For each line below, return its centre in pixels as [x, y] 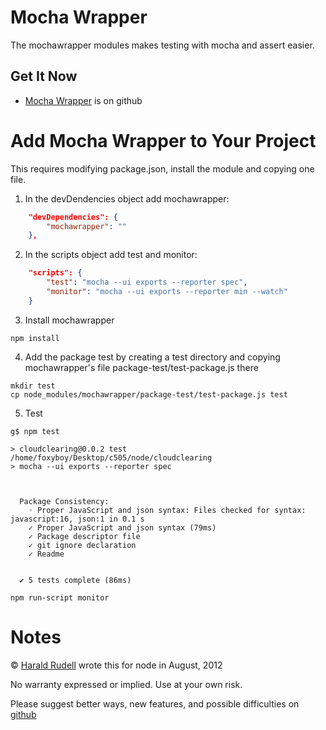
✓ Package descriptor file [84, 536]
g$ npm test [35, 431]
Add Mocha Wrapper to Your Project [163, 140]
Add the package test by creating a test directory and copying [152, 357]
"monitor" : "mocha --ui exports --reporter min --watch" [167, 292]
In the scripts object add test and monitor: [111, 255]
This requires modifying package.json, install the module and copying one [162, 168]
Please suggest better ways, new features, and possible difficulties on [155, 703]
